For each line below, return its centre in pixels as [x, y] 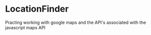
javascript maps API [25, 27]
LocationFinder [37, 9]
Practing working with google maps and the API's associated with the [76, 22]
